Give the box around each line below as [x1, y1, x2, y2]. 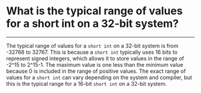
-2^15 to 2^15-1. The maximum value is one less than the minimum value [6, 61, 184, 68]
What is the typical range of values [6, 4, 183, 18]
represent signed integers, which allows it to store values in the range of [6, 55, 184, 62]
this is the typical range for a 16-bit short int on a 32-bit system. [6, 80, 167, 87]
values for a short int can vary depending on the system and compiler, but [6, 73, 193, 81]
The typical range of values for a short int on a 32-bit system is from [6, 42, 178, 49]
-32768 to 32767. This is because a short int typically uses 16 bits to [6, 48, 178, 55]
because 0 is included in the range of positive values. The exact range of [6, 67, 186, 75]
